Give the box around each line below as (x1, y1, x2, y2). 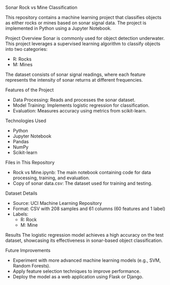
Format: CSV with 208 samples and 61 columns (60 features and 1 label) (12, 205, 165, 212)
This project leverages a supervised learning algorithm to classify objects (5, 41, 161, 47)
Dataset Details (5, 190, 37, 196)
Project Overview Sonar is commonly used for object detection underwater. (5, 35, 165, 41)
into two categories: (5, 46, 48, 52)
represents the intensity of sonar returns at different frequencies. (5, 77, 143, 83)
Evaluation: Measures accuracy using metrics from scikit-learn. (12, 108, 147, 113)
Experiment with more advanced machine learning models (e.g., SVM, (12, 257, 161, 263)
